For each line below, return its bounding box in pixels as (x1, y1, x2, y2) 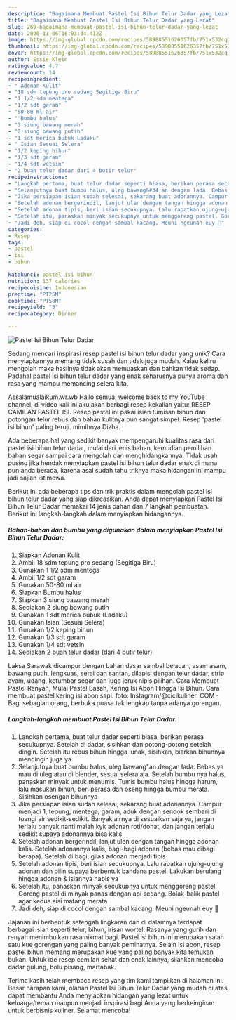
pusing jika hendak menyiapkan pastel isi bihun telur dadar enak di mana (8, 459, 218, 467)
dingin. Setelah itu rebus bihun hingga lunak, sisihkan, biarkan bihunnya (18, 747, 225, 756)
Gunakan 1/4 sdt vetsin (18, 640, 85, 648)
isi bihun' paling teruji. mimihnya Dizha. (8, 423, 121, 431)
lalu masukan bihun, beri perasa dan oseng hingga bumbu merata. (18, 785, 209, 793)
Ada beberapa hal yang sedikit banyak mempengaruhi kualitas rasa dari (8, 436, 215, 445)
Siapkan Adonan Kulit (18, 551, 80, 559)
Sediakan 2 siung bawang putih (18, 603, 109, 611)
